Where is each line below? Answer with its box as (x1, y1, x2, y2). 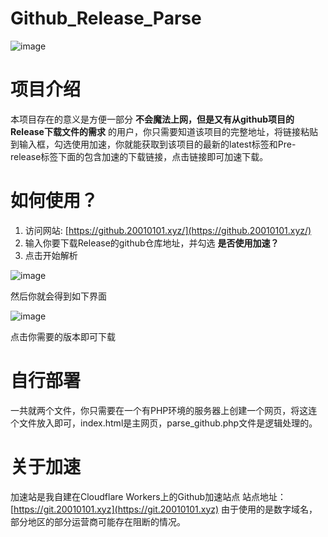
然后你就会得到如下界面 (10, 290, 107, 302)
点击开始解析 (24, 249, 78, 261)
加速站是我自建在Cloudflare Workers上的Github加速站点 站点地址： (10, 490, 287, 502)
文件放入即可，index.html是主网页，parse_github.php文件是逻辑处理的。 (18, 417, 318, 429)
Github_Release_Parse (10, 7, 202, 30)
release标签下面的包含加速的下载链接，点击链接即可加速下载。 (10, 150, 269, 162)
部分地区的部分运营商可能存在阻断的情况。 (10, 515, 186, 527)
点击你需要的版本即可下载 (10, 330, 116, 342)
